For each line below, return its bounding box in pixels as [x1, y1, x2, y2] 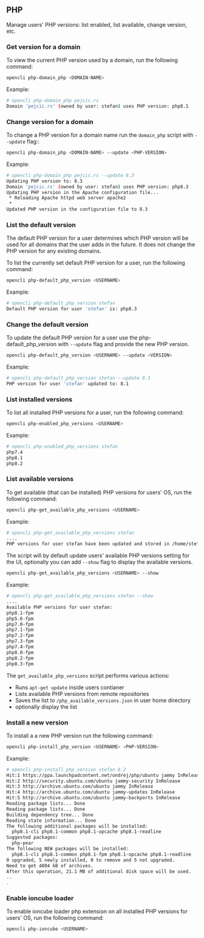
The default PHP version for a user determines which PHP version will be [6, 234, 189, 242]
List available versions [6, 474, 74, 483]
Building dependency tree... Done [6, 811, 94, 818]
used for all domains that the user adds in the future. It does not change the [6, 241, 195, 248]
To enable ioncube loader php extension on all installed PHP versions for [6, 908, 188, 915]
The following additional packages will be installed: [6, 823, 148, 829]
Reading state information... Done [6, 818, 97, 824]
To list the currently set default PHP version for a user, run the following [6, 259, 185, 266]
